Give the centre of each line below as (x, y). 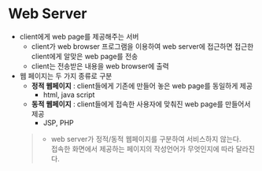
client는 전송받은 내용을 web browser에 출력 (100, 66)
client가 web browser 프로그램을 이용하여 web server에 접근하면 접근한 (142, 46)
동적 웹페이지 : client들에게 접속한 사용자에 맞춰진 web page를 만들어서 (141, 104)
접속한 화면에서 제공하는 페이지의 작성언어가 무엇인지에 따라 (142, 149)
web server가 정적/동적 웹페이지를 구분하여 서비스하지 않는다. (146, 139)
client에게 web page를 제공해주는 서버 (79, 36)
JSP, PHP (59, 122)
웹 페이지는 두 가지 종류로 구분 (66, 76)
